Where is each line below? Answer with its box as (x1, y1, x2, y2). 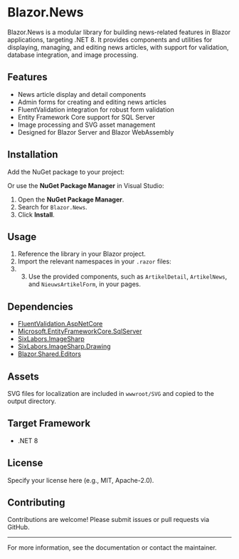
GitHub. (7, 523, 30, 531)
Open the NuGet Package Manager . (17, 195, 124, 204)
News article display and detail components (17, 90, 147, 98)
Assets (7, 370, 39, 382)
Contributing (7, 496, 65, 509)
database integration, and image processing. (7, 51, 139, 59)
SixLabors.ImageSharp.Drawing (17, 343, 112, 351)
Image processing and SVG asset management (17, 120, 156, 129)
